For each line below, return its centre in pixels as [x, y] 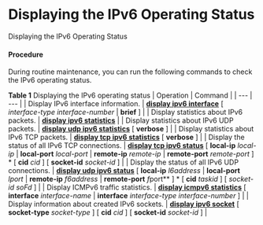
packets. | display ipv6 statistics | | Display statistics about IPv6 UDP [121, 120]
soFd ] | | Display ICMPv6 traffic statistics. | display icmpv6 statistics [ [131, 187]
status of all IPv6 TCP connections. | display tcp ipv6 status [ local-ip [122, 146]
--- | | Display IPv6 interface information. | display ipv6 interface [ [116, 104]
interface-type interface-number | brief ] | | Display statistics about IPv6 [126, 112]
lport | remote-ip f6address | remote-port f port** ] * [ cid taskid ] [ [118, 179]
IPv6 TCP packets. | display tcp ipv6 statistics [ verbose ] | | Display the [127, 137]
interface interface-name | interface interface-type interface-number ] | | [129, 196]
